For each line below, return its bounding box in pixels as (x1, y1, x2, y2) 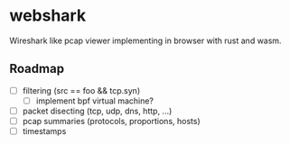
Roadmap (9, 61, 65, 76)
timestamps (22, 126, 67, 136)
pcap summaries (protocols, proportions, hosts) (22, 115, 201, 126)
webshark (9, 5, 87, 26)
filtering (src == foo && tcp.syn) (22, 85, 141, 95)
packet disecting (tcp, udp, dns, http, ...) (22, 105, 173, 116)
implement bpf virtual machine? (35, 95, 154, 106)
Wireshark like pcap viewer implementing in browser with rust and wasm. (9, 35, 282, 46)
